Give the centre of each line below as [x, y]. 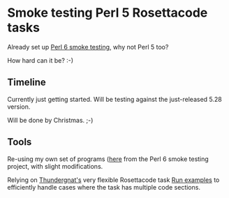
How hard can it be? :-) [40, 60]
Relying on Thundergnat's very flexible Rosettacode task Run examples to [113, 180]
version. [19, 107]
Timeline [27, 83]
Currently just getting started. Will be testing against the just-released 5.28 [114, 99]
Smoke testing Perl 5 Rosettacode [108, 13]
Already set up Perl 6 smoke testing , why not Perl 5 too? [88, 47]
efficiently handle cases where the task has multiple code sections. [104, 187]
